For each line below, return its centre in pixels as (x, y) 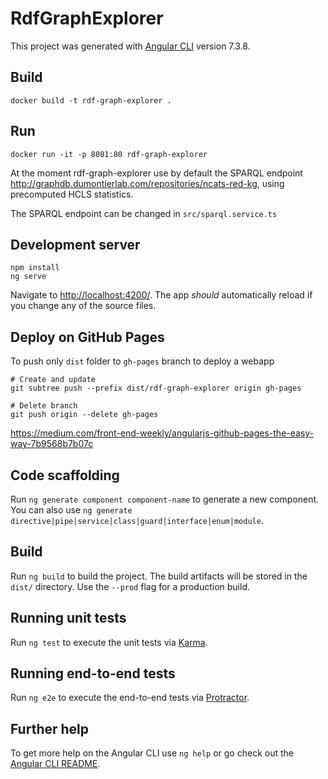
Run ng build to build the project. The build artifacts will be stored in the (159, 576)
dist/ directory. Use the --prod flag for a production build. (130, 586)
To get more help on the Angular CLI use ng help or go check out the (152, 753)
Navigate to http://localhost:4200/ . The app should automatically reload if (161, 295)
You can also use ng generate (71, 510)
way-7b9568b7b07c (52, 444)
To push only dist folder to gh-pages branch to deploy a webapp (142, 361)
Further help (50, 728)
